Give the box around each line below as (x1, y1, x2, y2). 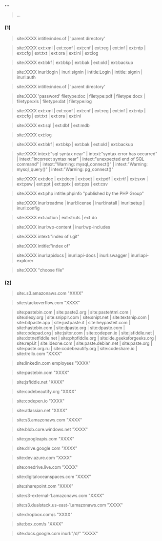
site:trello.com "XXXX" (16, 351, 62, 356)
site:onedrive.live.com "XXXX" (16, 464, 78, 470)
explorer (16, 257, 34, 263)
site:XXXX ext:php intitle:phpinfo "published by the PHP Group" (16, 190, 144, 196)
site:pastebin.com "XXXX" (16, 370, 69, 375)
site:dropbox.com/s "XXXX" (16, 511, 73, 517)
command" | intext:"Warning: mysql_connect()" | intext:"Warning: (16, 161, 148, 167)
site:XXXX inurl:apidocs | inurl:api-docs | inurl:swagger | (16, 252, 130, 258)
